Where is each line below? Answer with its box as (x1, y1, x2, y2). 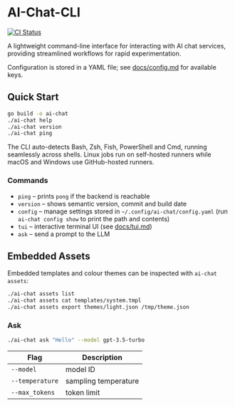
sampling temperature (65, 376, 140, 386)
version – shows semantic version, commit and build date (17, 199, 187, 208)
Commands (7, 176, 48, 186)
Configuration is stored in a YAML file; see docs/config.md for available (7, 63, 217, 71)
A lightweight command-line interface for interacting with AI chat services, (7, 41, 226, 50)
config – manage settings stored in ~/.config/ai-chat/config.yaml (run (17, 207, 228, 216)
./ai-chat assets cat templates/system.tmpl (7, 297, 142, 305)
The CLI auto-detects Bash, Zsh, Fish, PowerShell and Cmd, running (7, 143, 207, 152)
